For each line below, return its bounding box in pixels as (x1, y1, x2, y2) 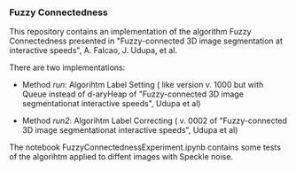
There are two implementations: (9, 62, 126, 73)
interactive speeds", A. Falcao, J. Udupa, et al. (9, 45, 178, 56)
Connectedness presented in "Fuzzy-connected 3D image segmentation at (9, 35, 284, 46)
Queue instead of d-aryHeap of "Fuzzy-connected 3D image (21, 89, 244, 99)
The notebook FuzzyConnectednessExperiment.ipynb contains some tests (9, 142, 282, 152)
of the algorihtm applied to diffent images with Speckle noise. (9, 152, 233, 162)
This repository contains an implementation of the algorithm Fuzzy (9, 27, 252, 37)
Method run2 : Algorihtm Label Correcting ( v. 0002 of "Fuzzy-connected (21, 115, 288, 126)
